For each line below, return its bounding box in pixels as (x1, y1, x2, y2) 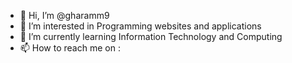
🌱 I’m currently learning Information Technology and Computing (19, 31, 283, 42)
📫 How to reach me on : (19, 42, 121, 54)
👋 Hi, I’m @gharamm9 (19, 10, 110, 21)
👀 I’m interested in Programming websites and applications (19, 20, 262, 32)
